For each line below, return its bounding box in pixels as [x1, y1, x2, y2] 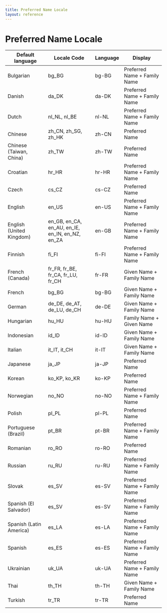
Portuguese [7, 424, 35, 431]
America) [7, 527, 29, 534]
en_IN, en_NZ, [48, 230, 81, 237]
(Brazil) [7, 431, 25, 438]
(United [7, 227, 25, 234]
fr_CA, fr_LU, [48, 272, 78, 279]
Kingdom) [7, 234, 31, 241]
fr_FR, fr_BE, [48, 265, 77, 272]
